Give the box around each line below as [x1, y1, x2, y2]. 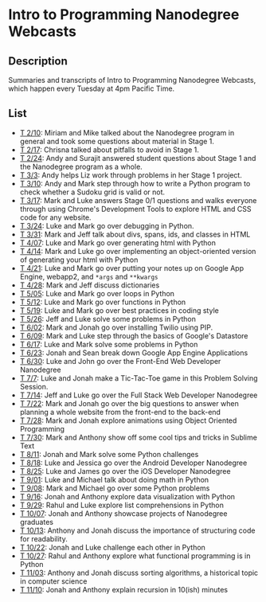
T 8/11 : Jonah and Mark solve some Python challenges [19, 449, 199, 459]
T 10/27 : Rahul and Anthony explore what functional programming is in [19, 551, 251, 561]
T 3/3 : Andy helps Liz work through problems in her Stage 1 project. [19, 170, 243, 180]
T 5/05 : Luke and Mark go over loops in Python [19, 288, 175, 298]
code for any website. [19, 213, 92, 222]
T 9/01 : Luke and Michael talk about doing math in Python [19, 475, 209, 484]
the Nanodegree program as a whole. [19, 162, 143, 171]
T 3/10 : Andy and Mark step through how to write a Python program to [19, 178, 251, 188]
